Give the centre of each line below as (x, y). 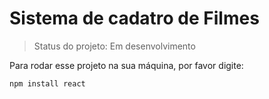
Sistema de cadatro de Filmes (134, 18)
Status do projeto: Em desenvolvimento (114, 46)
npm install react (47, 83)
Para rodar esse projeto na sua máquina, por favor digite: (126, 65)
